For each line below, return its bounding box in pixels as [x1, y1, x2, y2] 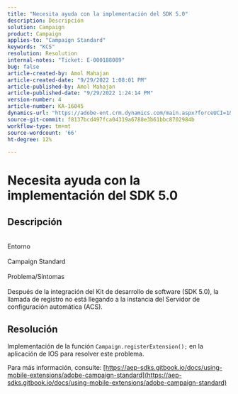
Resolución [7, 323, 58, 335]
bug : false [7, 63, 40, 70]
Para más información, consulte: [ [7, 363, 106, 372]
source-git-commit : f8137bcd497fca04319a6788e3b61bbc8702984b [7, 116, 195, 123]
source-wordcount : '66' [7, 129, 78, 136]
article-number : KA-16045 [7, 103, 84, 110]
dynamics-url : [7, 109, 50, 116]
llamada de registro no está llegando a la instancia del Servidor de [7, 295, 200, 304]
